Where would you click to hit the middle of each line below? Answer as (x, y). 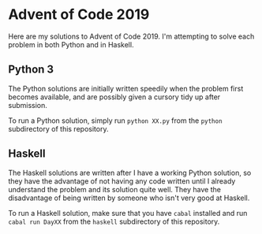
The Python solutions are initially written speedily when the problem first (126, 88)
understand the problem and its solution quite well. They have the (114, 189)
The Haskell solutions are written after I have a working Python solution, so (130, 173)
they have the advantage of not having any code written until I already (122, 181)
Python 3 (31, 70)
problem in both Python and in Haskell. (71, 44)
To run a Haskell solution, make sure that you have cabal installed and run (128, 213)
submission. (28, 105)
